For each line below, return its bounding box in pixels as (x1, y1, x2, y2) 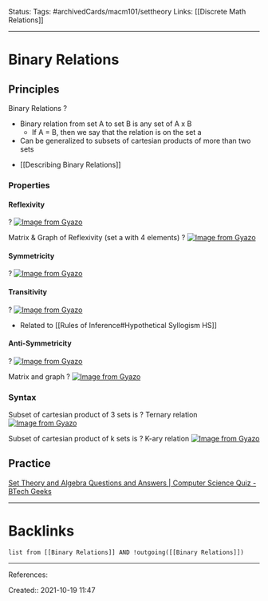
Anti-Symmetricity (8, 338, 72, 348)
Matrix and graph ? (8, 371, 70, 382)
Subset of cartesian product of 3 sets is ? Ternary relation (8, 410, 198, 420)
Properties (8, 180, 50, 191)
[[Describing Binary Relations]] (19, 160, 121, 169)
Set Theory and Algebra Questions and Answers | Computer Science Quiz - (8, 478, 257, 488)
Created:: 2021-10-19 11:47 (8, 585, 96, 595)
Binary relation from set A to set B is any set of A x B (19, 119, 192, 129)
